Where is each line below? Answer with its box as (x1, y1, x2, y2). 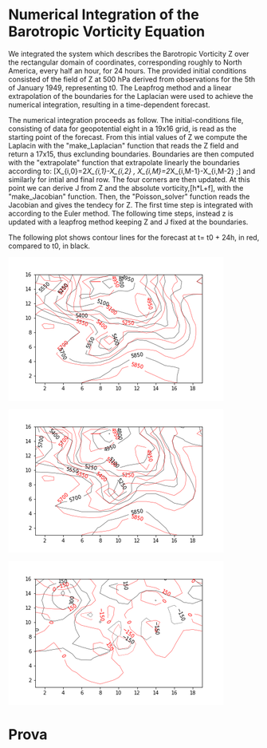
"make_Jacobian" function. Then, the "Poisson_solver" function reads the (8, 192, 250, 201)
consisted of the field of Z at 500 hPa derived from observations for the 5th (8, 74, 256, 84)
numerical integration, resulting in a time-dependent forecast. (8, 100, 210, 109)
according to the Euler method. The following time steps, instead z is (8, 208, 234, 218)
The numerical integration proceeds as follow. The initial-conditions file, (8, 115, 244, 125)
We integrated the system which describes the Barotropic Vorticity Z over (8, 49, 249, 58)
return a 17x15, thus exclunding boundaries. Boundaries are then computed (8, 149, 254, 159)
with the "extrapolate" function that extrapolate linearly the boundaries (8, 157, 241, 167)
